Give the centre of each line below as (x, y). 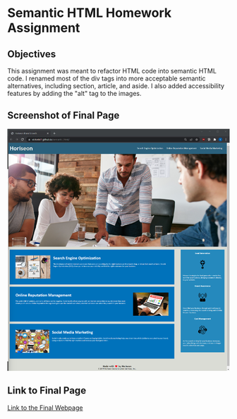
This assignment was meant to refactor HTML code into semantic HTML (112, 71)
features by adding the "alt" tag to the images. (75, 93)
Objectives (32, 54)
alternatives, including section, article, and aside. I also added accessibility (116, 86)
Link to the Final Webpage (45, 408)
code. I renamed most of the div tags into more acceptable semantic (107, 78)
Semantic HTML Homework (89, 13)
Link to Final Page (47, 390)
